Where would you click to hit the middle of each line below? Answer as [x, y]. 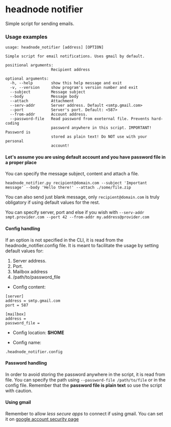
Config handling [23, 229]
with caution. [19, 390]
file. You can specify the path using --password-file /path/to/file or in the [86, 379]
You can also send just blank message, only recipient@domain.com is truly [82, 197]
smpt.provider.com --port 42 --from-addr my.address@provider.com [77, 217]
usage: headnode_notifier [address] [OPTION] [54, 48]
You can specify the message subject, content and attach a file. [72, 174]
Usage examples [26, 37]
